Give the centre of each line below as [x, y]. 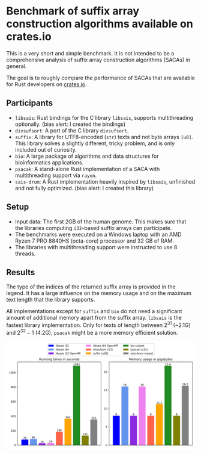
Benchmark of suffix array [73, 11]
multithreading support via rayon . [56, 175]
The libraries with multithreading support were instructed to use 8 [96, 247]
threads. [25, 253]
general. [16, 66]
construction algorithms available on [100, 24]
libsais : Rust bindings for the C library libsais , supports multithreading [104, 117]
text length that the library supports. [51, 300]
